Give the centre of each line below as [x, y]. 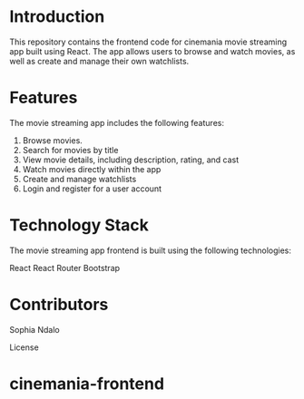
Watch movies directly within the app [92, 169]
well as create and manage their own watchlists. [99, 61]
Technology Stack [79, 225]
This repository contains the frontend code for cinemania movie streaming [148, 42]
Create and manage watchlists [79, 179]
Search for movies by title [70, 150]
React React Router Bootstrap [65, 268]
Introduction [57, 17]
